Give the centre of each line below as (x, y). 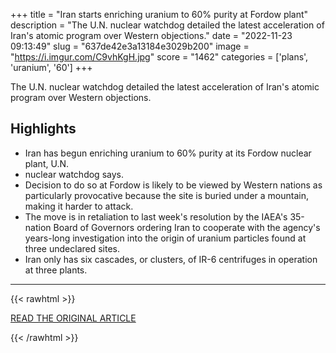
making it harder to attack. (79, 206)
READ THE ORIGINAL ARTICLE (73, 318)
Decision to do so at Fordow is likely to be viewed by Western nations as (173, 185)
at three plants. (56, 270)
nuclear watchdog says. (74, 174)
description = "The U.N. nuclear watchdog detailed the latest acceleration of (167, 25)
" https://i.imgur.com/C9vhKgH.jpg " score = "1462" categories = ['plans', (159, 57)
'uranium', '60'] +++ (51, 67)
